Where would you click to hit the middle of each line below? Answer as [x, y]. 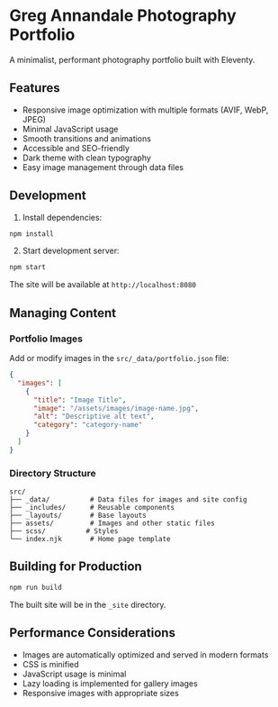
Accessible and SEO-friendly [76, 148]
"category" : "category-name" [88, 425]
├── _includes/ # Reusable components [92, 508]
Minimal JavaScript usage [70, 129]
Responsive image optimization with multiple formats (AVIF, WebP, [145, 110]
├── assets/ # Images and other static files [112, 523]
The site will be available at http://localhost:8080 [103, 285]
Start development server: [71, 251]
